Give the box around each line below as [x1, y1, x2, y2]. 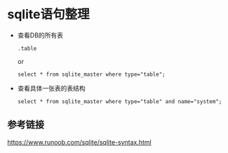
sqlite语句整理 [7, 6, 90, 22]
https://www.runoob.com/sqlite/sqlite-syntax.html [7, 138, 152, 146]
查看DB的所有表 [17, 31, 64, 39]
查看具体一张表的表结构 [17, 84, 86, 92]
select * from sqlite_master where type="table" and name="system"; [17, 98, 222, 105]
